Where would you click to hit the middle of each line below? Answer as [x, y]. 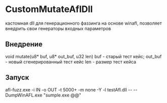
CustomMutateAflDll [49, 9]
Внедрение [24, 44]
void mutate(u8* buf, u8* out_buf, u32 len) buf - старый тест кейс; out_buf [83, 56]
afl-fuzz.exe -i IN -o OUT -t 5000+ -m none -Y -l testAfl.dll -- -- [71, 89]
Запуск [17, 78]
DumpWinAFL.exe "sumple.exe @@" [43, 95]
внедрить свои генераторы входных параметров [58, 28]
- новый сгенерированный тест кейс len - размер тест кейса [71, 62]
